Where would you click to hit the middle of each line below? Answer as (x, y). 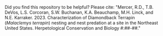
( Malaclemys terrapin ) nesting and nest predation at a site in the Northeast (81, 23)
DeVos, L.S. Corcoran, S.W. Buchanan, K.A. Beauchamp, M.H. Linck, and (79, 12)
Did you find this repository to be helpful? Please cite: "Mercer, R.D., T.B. (79, 7)
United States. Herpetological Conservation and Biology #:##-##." (73, 28)
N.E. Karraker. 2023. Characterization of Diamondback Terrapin (70, 18)
